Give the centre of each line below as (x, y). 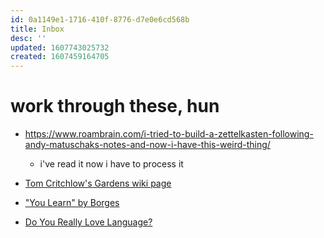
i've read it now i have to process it (111, 164)
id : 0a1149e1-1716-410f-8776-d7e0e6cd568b (100, 19)
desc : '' (28, 38)
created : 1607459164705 (60, 57)
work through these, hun (115, 106)
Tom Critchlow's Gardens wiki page (98, 183)
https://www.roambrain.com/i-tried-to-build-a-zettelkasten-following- (169, 134)
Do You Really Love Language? (88, 222)
